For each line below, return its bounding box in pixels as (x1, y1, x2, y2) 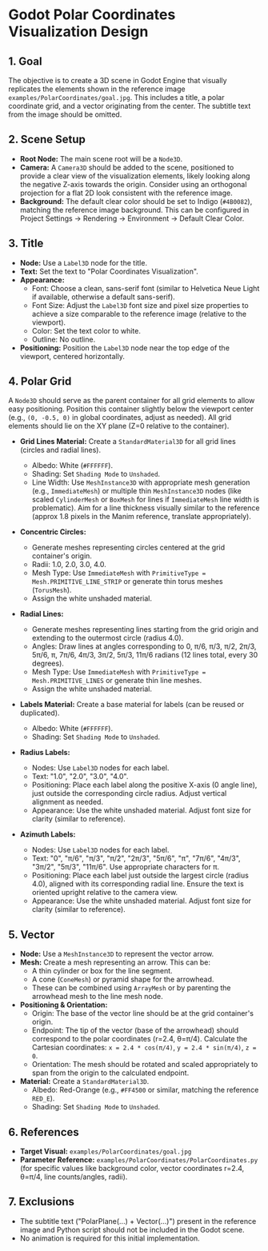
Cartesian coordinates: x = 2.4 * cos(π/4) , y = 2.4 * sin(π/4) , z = (31, 1042, 257, 1053)
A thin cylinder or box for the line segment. (31, 966, 174, 976)
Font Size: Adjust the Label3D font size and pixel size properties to (31, 300, 250, 310)
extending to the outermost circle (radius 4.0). (31, 633, 184, 643)
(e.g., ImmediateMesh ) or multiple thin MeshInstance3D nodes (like (31, 486, 242, 496)
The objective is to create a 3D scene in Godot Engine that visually (8, 76, 227, 85)
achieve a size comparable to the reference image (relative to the (31, 309, 246, 318)
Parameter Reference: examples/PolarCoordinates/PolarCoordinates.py (19, 1155, 258, 1165)
